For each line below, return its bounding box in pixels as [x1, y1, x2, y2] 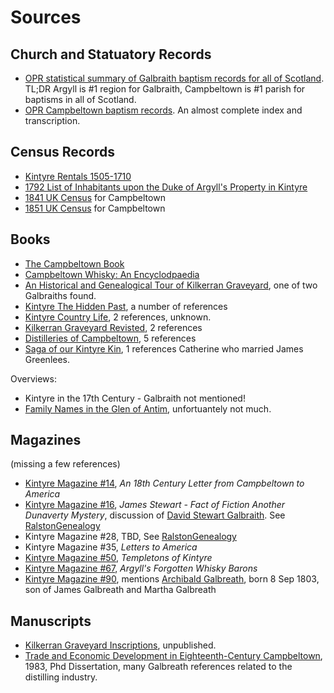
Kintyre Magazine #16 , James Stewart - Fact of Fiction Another [24, 499, 286, 511]
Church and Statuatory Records [10, 46, 212, 63]
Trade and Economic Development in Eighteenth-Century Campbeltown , [24, 650, 323, 662]
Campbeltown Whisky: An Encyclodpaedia [24, 268, 200, 280]
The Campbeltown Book [24, 257, 125, 270]
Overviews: [10, 372, 57, 385]
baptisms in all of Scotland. [24, 94, 137, 105]
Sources [10, 6, 82, 29]
